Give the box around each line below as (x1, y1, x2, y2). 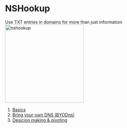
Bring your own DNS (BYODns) (12, 112, 75, 118)
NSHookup (5, 3, 51, 14)
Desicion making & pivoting (12, 117, 68, 123)
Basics (12, 107, 26, 112)
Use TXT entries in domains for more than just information (5, 19, 123, 25)
